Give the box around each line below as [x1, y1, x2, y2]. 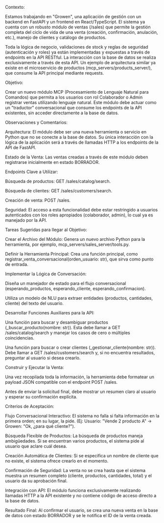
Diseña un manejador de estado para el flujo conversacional [5, 281, 126, 286]
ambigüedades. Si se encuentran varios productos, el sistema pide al [5, 438, 144, 444]
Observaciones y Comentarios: [5, 120, 68, 125]
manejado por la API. [5, 217, 47, 223]
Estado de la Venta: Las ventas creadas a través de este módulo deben [5, 154, 148, 160]
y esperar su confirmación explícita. [5, 394, 77, 399]
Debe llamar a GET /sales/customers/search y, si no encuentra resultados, [5, 350, 155, 355]
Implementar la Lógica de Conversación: [5, 271, 87, 277]
